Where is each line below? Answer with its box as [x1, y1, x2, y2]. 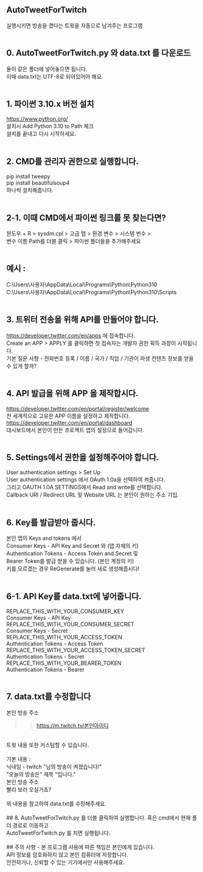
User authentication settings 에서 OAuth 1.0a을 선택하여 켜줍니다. [6, 476, 165, 483]
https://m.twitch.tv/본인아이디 [36, 721, 109, 729]
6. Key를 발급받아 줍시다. [6, 517, 96, 528]
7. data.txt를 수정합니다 [6, 692, 91, 702]
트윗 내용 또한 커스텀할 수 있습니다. [6, 741, 89, 748]
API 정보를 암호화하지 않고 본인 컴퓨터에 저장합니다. [6, 851, 129, 858]
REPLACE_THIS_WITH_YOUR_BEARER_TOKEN [6, 659, 122, 667]
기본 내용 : [6, 755, 31, 762]
